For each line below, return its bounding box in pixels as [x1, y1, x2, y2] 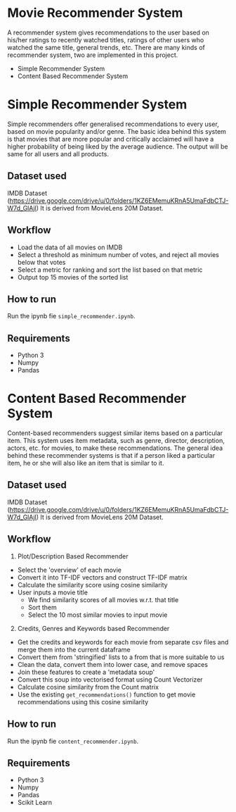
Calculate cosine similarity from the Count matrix [17, 682, 159, 691]
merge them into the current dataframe [17, 645, 131, 654]
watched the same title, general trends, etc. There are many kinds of [7, 43, 205, 51]
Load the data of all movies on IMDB [17, 243, 123, 251]
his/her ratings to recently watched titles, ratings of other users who [7, 35, 204, 44]
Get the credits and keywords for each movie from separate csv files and [17, 637, 229, 646]
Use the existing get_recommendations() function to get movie [17, 690, 196, 699]
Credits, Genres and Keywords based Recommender [17, 624, 170, 632]
